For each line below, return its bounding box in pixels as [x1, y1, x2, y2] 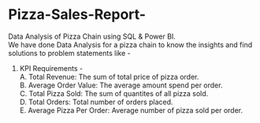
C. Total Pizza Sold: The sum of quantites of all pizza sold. [19, 88, 209, 98]
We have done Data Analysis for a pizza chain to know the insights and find [8, 39, 253, 49]
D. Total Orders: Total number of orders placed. [19, 97, 173, 106]
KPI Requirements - [19, 63, 84, 73]
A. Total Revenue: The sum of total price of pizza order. [19, 72, 199, 81]
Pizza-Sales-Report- [8, 6, 147, 24]
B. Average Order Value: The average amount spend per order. [19, 80, 223, 90]
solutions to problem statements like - [8, 48, 132, 58]
